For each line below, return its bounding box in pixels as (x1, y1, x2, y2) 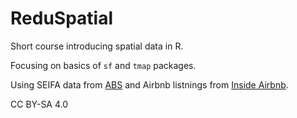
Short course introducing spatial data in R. (10, 40, 184, 52)
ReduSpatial (10, 7, 114, 30)
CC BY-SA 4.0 (10, 98, 69, 110)
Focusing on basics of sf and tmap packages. (10, 59, 197, 71)
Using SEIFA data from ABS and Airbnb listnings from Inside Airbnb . (10, 78, 289, 91)
